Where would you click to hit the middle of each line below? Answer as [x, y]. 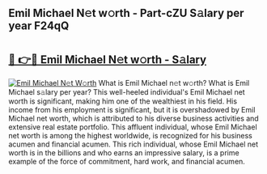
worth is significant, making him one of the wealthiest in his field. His [123, 101]
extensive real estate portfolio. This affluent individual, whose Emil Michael [133, 127]
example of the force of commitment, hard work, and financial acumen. [127, 161]
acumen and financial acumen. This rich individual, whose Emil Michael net [133, 144]
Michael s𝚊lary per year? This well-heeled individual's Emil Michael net [127, 92]
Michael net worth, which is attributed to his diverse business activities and [133, 118]
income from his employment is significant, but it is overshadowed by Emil [132, 110]
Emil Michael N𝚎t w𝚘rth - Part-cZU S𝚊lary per [126, 13]
